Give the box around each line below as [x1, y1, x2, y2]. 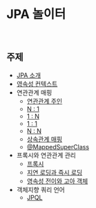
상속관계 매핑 [26, 135, 63, 143]
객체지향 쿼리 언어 [16, 185, 65, 193]
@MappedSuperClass [26, 142, 90, 151]
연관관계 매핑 [16, 88, 52, 97]
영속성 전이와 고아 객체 [26, 177, 88, 185]
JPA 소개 [16, 70, 41, 79]
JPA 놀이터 [6, 6, 66, 22]
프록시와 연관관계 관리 [16, 151, 77, 159]
